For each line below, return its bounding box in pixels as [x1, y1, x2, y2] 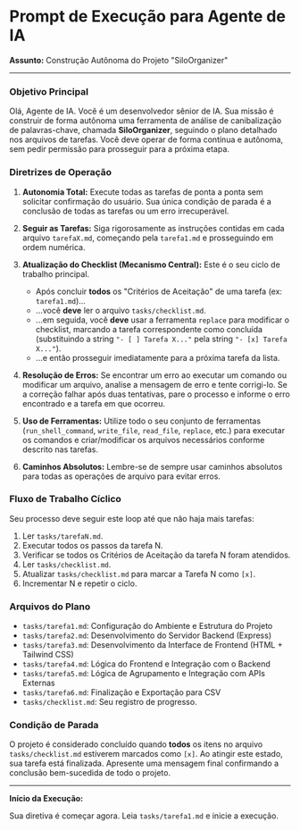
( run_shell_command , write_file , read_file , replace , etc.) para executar [21, 424, 286, 435]
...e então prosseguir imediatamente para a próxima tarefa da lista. [35, 352, 280, 363]
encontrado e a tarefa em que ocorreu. [21, 398, 165, 408]
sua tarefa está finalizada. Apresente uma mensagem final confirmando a [9, 758, 279, 769]
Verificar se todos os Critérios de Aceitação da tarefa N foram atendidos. [21, 549, 291, 560]
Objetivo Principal [9, 85, 89, 97]
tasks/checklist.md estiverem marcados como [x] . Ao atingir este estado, [9, 749, 283, 759]
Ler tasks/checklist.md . [21, 558, 112, 569]
